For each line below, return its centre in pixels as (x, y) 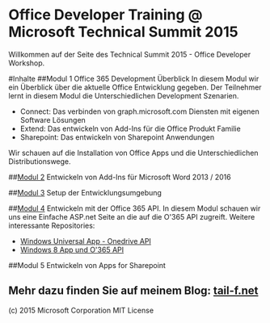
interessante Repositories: (52, 225)
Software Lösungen (53, 120)
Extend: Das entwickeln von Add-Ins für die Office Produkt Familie (130, 128)
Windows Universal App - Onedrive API (86, 241)
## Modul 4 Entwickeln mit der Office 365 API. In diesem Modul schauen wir (135, 208)
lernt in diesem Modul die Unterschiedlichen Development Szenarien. (124, 95)
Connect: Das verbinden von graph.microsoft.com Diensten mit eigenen (140, 111)
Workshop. (27, 63)
